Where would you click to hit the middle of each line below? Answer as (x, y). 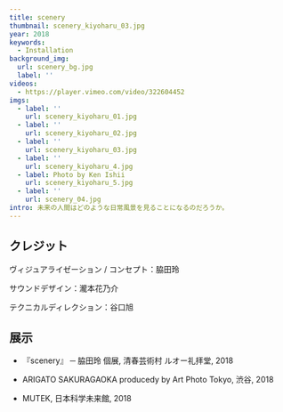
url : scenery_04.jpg (63, 200)
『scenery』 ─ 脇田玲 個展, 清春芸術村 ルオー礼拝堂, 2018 (128, 360)
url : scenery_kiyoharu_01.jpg (81, 117)
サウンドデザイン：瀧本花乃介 (64, 288)
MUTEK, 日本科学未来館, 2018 (77, 399)
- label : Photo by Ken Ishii (71, 174)
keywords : (28, 42)
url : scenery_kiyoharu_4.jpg (79, 166)
